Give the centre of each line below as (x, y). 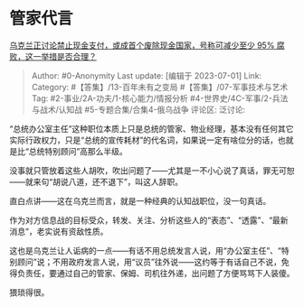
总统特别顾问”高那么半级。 (78, 151)
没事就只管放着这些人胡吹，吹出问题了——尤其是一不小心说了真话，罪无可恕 (152, 170)
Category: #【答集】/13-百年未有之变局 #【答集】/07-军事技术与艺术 (160, 87)
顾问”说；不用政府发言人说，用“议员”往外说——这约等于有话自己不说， (149, 262)
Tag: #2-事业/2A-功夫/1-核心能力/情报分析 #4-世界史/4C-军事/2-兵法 (160, 98)
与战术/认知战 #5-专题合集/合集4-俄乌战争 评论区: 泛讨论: (138, 109)
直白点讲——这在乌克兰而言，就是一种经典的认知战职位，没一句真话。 (140, 200)
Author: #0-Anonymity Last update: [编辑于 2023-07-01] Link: (147, 75)
